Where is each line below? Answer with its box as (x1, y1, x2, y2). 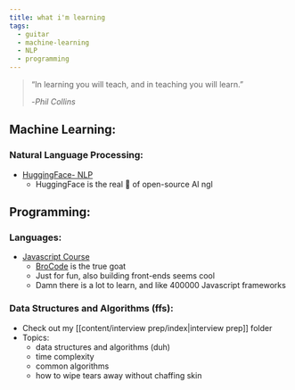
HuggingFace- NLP (21, 169, 94, 179)
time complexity (35, 351, 95, 361)
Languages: (9, 231, 62, 244)
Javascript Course (21, 252, 91, 262)
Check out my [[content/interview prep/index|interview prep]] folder (21, 322, 273, 333)
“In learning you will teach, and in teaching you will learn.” (30, 79, 243, 89)
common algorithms (35, 361, 110, 371)
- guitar (17, 29, 50, 38)
